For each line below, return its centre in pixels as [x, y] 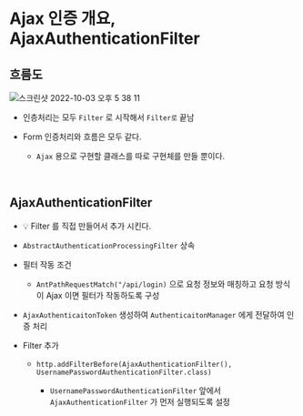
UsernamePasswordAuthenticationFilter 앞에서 [135, 390]
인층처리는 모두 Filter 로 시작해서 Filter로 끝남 [108, 117]
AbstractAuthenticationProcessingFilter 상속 [109, 245]
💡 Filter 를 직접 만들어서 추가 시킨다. [87, 226]
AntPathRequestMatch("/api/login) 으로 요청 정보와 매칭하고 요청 [155, 284]
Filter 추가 [40, 345]
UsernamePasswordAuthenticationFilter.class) [124, 372]
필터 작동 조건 [47, 264]
